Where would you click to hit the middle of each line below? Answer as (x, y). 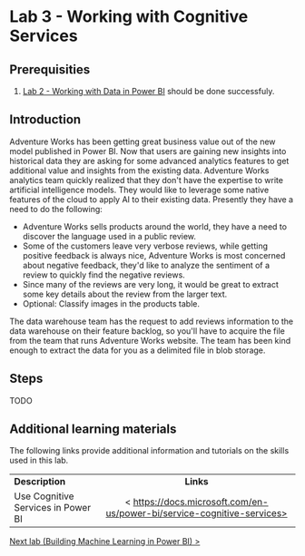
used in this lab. (39, 461)
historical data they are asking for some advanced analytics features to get (149, 161)
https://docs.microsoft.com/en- (201, 502)
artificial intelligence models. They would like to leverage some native (139, 190)
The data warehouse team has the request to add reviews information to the (152, 321)
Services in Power (53, 508)
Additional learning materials (93, 429)
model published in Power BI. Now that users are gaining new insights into (148, 151)
